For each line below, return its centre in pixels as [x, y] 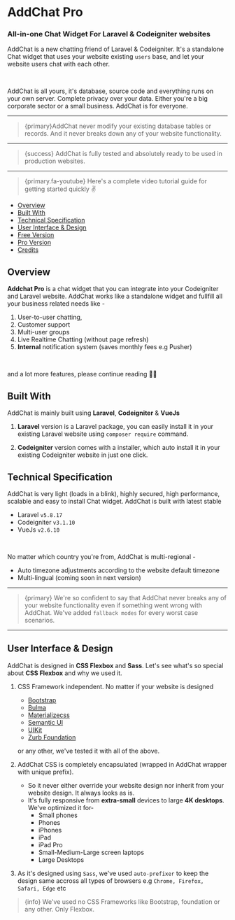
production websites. [55, 161]
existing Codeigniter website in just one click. [83, 455]
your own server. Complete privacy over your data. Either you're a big [108, 99]
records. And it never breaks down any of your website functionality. [123, 134]
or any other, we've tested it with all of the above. [88, 751]
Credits [28, 250]
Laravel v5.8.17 [40, 514]
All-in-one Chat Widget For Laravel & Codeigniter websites [109, 34]
